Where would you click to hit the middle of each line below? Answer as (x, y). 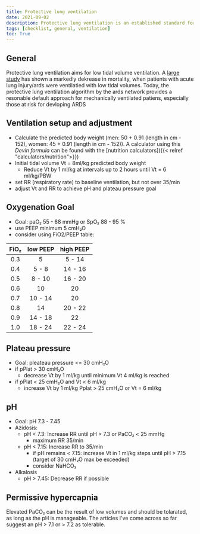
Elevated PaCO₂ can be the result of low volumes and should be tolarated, (97, 512)
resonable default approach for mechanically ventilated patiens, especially (97, 98)
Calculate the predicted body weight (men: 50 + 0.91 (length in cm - (98, 138)
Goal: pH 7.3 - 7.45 (37, 422)
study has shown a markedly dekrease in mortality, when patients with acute (100, 79)
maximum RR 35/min (58, 441)
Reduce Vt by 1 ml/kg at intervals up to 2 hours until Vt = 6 (95, 169)
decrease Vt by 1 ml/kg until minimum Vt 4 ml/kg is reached (96, 376)
